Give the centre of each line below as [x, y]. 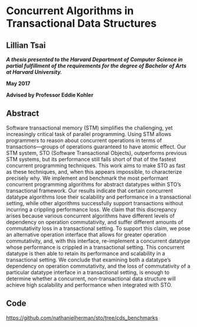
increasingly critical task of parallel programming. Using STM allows [89, 134]
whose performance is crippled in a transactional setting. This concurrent [95, 247]
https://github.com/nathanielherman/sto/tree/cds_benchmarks [82, 318]
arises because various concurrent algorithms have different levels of [91, 216]
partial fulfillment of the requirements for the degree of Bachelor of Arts [96, 66]
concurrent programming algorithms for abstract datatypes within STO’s [93, 184]
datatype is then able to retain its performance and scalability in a [86, 253]
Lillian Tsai [26, 45]
